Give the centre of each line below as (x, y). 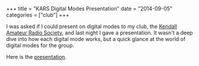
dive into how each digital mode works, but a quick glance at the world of (96, 39)
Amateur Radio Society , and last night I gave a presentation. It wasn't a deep (99, 33)
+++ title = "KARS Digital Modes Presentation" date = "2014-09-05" (89, 9)
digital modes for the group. (40, 45)
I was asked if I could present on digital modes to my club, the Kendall (91, 26)
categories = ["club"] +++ (38, 15)
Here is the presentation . (37, 57)
